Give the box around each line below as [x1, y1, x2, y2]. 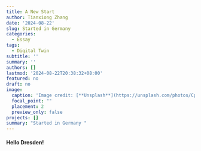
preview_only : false [11, 109, 63, 115]
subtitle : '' [6, 53, 39, 59]
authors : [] [6, 64, 36, 71]
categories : [6, 31, 36, 37]
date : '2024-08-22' [6, 20, 55, 26]
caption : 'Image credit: [11, 92, 74, 98]
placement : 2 [11, 103, 44, 110]
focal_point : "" [11, 98, 52, 104]
